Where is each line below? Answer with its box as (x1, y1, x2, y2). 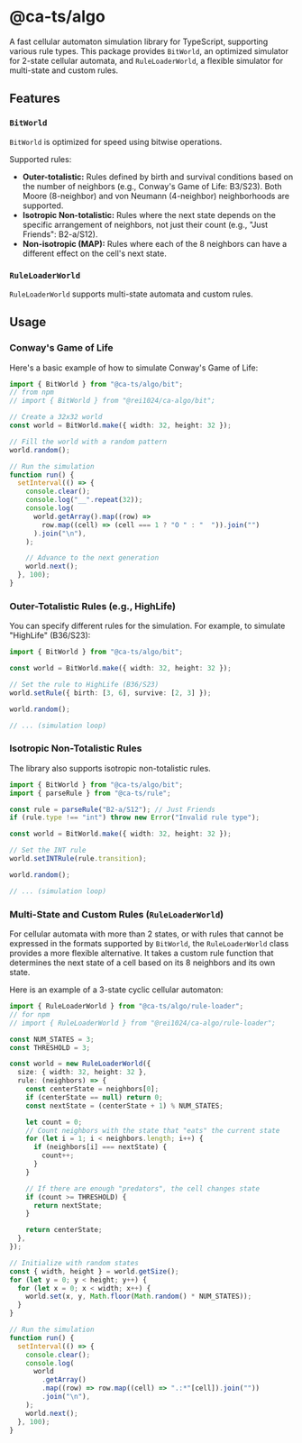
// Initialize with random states (9, 1258, 140, 1267)
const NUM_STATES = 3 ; (9, 1035, 95, 1044)
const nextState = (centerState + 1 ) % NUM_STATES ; (25, 1101, 224, 1110)
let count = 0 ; (25, 1118, 83, 1127)
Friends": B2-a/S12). (22, 228, 98, 240)
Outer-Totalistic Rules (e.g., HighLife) (9, 599, 176, 612)
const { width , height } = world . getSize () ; (9, 1266, 179, 1276)
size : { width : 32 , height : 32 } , (17, 1068, 147, 1077)
